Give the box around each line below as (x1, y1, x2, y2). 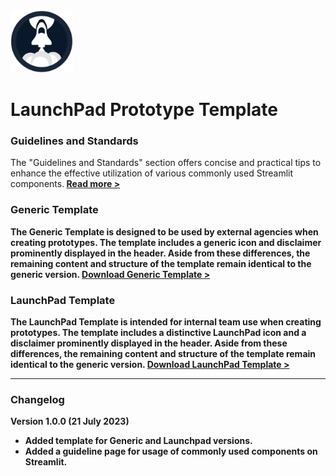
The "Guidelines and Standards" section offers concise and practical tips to (10, 157, 322, 169)
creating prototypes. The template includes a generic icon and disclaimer (10, 236, 322, 248)
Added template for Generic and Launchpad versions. (24, 435, 253, 447)
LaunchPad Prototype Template (10, 99, 278, 121)
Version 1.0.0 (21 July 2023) (10, 415, 130, 428)
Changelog (10, 393, 65, 406)
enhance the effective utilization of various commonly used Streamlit (10, 167, 294, 179)
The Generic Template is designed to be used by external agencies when (10, 225, 319, 238)
